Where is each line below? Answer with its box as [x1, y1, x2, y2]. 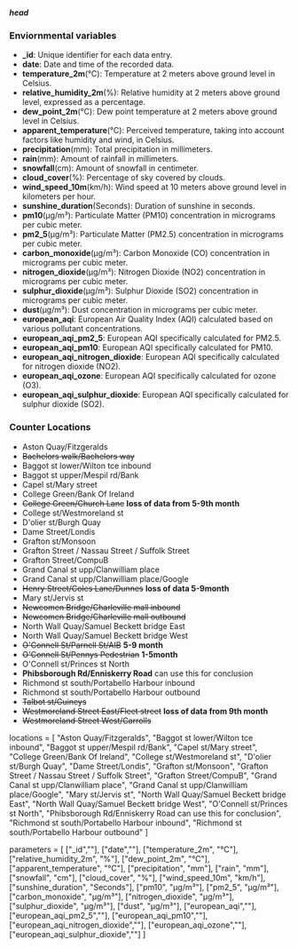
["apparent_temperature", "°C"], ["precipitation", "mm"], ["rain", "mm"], [9, 863, 269, 873]
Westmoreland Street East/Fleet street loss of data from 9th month [21, 705, 269, 716]
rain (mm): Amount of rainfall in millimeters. [21, 154, 179, 164]
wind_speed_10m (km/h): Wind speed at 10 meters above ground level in [21, 182, 286, 193]
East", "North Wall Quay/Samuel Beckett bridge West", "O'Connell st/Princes [9, 798, 288, 809]
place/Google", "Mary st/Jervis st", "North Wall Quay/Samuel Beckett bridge [9, 789, 286, 800]
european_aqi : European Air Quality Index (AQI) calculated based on [21, 314, 273, 324]
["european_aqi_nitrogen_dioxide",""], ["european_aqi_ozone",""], [9, 920, 247, 930]
